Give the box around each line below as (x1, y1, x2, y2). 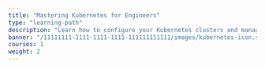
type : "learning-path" (8, 19, 83, 27)
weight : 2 (8, 48, 41, 55)
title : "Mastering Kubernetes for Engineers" (8, 11, 160, 20)
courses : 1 (8, 41, 44, 48)
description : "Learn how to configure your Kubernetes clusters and (8, 26, 238, 34)
